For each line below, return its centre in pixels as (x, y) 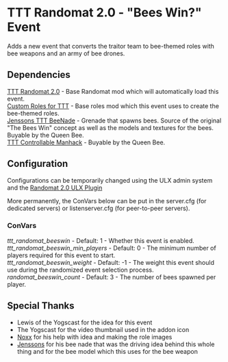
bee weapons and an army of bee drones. (66, 53)
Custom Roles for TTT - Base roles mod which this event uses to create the (113, 106)
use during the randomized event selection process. (80, 270)
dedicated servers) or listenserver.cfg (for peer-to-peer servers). (99, 208)
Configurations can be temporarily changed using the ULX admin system (110, 180)
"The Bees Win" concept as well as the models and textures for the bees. (110, 127)
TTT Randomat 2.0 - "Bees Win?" (104, 13)
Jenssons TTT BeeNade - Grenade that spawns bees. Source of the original (114, 120)
